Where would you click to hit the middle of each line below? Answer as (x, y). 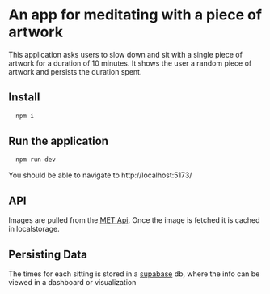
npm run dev (36, 160)
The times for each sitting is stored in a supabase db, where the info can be (134, 274)
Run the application (59, 141)
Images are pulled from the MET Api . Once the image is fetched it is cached (134, 220)
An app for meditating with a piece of (135, 15)
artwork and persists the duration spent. (75, 71)
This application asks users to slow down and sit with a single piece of (125, 54)
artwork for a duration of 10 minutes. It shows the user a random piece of (130, 63)
